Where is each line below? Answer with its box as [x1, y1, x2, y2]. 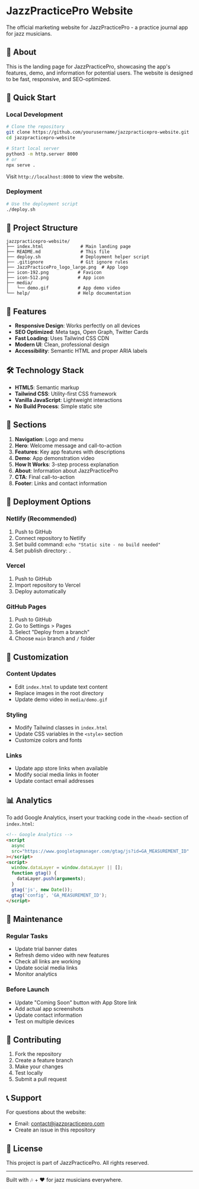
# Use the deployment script [6, 201, 78, 207]
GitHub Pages [6, 602, 47, 610]
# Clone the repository [6, 124, 65, 130]
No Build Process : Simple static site [14, 403, 102, 410]
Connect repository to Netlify [14, 534, 86, 541]
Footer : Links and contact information [14, 480, 107, 487]
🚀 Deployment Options [6, 497, 91, 507]
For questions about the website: [6, 1108, 86, 1116]
